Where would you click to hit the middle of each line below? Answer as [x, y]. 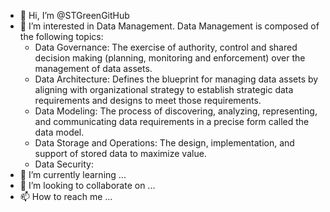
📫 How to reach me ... [66, 196]
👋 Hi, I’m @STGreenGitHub [74, 15]
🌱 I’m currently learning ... [73, 174]
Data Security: [64, 164]
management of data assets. [93, 68]
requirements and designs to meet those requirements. [148, 100]
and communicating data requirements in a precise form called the [172, 121]
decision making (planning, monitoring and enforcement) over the [170, 58]
